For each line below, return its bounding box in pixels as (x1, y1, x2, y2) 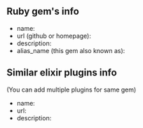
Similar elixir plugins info (6, 66, 117, 79)
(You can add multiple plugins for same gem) (6, 85, 137, 94)
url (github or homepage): (16, 31, 92, 40)
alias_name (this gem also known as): (16, 46, 125, 55)
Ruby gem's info (6, 6, 80, 17)
